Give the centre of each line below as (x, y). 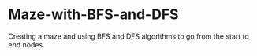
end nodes (26, 44)
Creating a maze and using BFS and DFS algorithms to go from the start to (129, 36)
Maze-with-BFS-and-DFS (93, 15)
